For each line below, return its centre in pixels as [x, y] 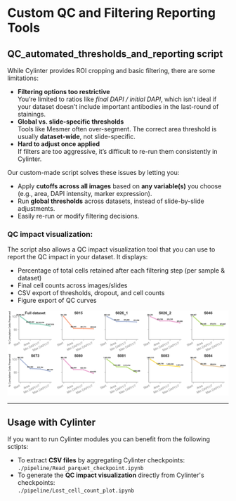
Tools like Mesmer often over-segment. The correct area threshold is [117, 129]
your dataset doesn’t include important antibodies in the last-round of [118, 106]
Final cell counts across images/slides [72, 285]
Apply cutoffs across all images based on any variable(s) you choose [119, 186]
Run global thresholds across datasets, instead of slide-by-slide [111, 201]
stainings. [32, 114]
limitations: [23, 78]
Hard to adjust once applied [59, 144]
